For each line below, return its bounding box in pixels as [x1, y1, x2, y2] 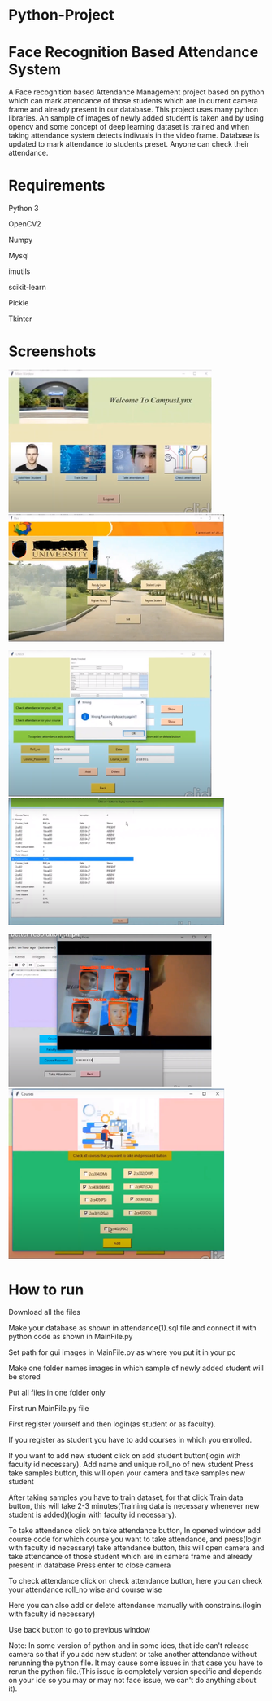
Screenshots [8, 342, 97, 361]
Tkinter [8, 314, 32, 323]
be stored [8, 1372, 41, 1382]
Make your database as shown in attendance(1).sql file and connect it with [8, 1323, 257, 1333]
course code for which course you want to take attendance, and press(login [8, 1534, 262, 1545]
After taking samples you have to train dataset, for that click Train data [8, 1492, 244, 1502]
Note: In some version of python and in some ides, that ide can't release [8, 1641, 249, 1650]
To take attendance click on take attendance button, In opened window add [8, 1526, 261, 1536]
